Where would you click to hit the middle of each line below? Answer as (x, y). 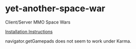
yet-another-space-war (55, 9)
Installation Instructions (29, 31)
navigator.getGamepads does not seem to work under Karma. (68, 41)
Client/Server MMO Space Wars (38, 22)
